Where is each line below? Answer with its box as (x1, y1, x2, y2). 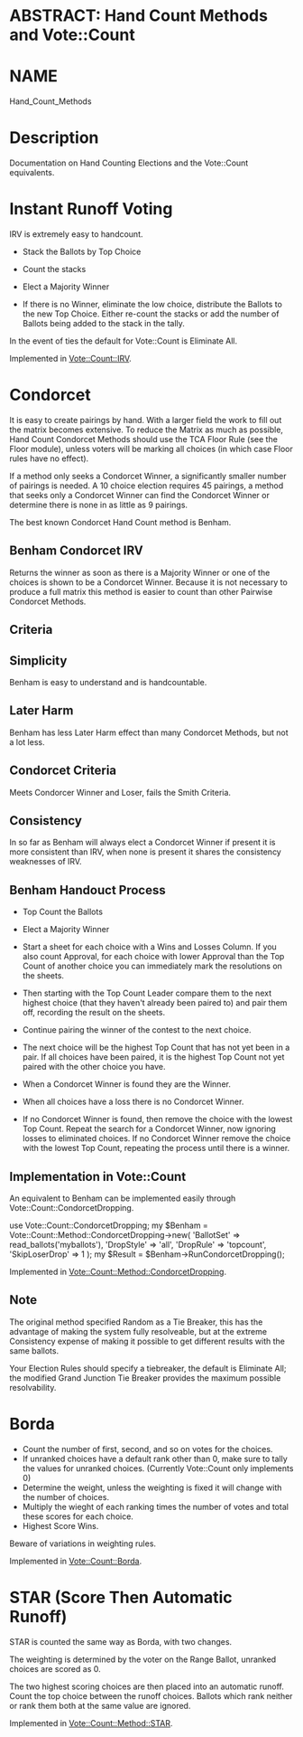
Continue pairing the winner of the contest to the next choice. (22, 1024, 252, 1035)
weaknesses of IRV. (9, 856, 83, 867)
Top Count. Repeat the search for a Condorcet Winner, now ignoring (22, 1123, 277, 1135)
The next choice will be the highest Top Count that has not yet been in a (22, 1042, 290, 1053)
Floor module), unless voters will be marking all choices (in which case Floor (9, 443, 293, 454)
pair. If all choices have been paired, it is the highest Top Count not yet (22, 1052, 285, 1062)
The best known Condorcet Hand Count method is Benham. (9, 516, 232, 527)
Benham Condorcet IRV (9, 543, 144, 559)
